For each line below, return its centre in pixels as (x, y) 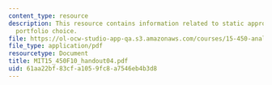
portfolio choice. (47, 31)
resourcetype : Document (49, 53)
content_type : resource (49, 16)
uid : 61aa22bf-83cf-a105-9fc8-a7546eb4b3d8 (83, 69)
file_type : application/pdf (56, 46)
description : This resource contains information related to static (126, 23)
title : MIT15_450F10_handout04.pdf (68, 62)
